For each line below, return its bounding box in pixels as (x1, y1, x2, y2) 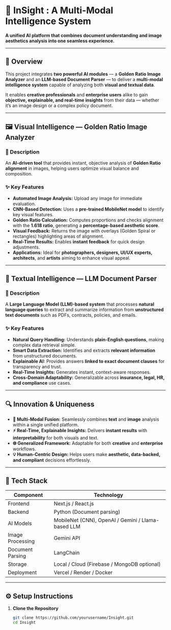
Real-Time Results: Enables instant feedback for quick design (12, 238, 145, 244)
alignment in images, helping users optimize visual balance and (5, 165, 139, 171)
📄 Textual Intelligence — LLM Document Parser (5, 274, 157, 283)
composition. (5, 171, 33, 177)
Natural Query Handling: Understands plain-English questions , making (12, 336, 164, 342)
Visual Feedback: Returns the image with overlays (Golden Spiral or (12, 228, 156, 234)
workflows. (12, 446, 37, 452)
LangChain (53, 549, 80, 557)
